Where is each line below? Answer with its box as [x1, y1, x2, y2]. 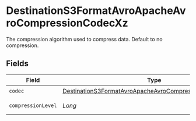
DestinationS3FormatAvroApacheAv [6, 4, 186, 17]
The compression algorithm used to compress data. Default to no [6, 35, 163, 42]
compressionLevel [9, 102, 57, 109]
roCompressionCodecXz [6, 16, 128, 30]
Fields [6, 59, 29, 69]
